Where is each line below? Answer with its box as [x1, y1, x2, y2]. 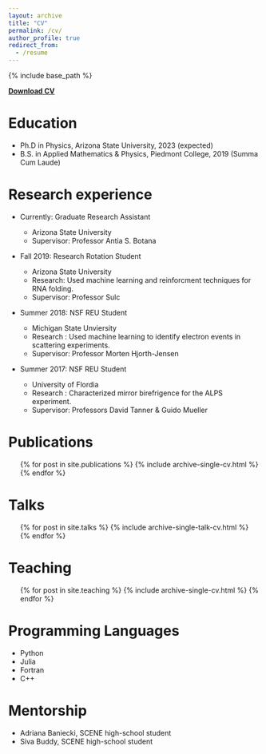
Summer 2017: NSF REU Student [19, 364, 127, 374]
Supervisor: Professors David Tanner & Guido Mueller [31, 405, 208, 415]
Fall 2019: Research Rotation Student [19, 251, 141, 260]
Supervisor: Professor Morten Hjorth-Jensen [31, 348, 179, 358]
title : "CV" [8, 19, 48, 27]
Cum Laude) [19, 157, 62, 167]
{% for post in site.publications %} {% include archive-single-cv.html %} [19, 459, 259, 469]
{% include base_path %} [8, 71, 93, 80]
